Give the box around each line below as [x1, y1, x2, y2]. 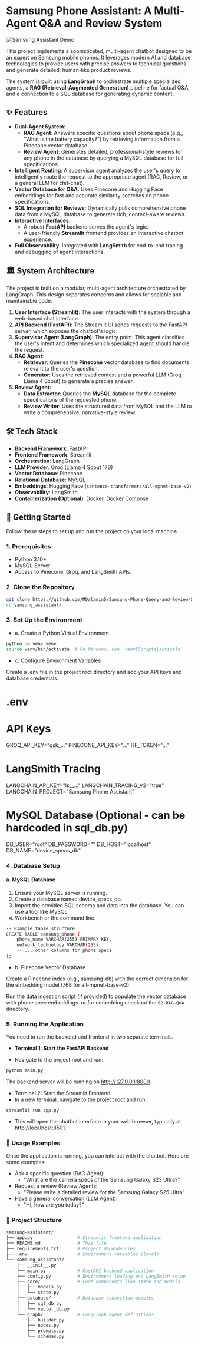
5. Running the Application [6, 1020, 84, 1028]
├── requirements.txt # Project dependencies [6, 1246, 136, 1252]
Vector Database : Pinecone [14, 470, 82, 477]
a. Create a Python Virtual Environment [14, 629, 110, 636]
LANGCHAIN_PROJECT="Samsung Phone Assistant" [6, 788, 135, 795]
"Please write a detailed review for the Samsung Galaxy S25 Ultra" [23, 1189, 185, 1196]
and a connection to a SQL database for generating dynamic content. [6, 90, 174, 97]
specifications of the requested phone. [23, 396, 118, 403]
